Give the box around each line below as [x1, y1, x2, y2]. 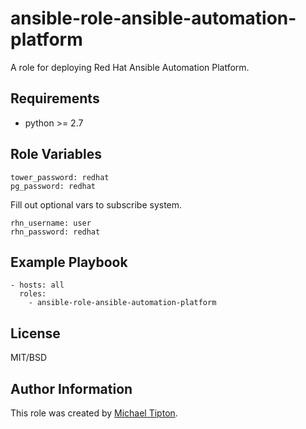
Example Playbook [10, 253, 128, 271]
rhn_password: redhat [10, 227, 101, 237]
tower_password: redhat [10, 172, 110, 182]
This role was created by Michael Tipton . [10, 407, 178, 419]
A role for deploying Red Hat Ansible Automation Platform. [10, 61, 250, 73]
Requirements [10, 90, 100, 107]
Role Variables [10, 146, 102, 163]
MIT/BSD [10, 352, 48, 364]
